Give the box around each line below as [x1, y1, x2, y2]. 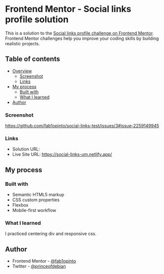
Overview [12, 68, 32, 74]
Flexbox [12, 202, 29, 208]
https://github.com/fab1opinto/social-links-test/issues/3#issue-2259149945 [5, 123, 159, 129]
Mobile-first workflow [12, 208, 57, 213]
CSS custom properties [12, 197, 60, 203]
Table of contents [5, 55, 60, 63]
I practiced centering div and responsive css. [5, 231, 97, 237]
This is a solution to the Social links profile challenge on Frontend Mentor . [5, 30, 154, 36]
